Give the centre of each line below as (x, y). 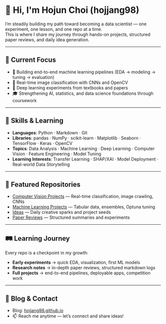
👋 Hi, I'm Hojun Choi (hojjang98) (72, 10)
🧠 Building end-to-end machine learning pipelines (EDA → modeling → (84, 72)
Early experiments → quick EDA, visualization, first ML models (76, 262)
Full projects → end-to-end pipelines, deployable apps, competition (81, 273)
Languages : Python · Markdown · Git (50, 132)
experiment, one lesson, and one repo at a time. (54, 29)
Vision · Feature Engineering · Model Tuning (57, 154)
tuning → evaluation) (33, 77)
